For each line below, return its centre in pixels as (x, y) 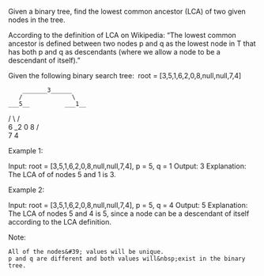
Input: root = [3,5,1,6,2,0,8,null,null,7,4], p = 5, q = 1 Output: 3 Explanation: (127, 166)
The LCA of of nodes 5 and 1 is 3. (62, 174)
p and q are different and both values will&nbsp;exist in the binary (127, 259)
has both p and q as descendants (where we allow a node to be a (115, 52)
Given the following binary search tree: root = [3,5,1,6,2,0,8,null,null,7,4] (125, 76)
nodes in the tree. (37, 20)
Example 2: (26, 190)
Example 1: (26, 151)
